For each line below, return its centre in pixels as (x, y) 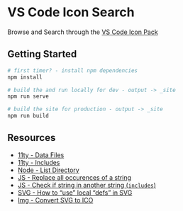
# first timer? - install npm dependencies (73, 70)
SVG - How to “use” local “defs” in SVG (75, 193)
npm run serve (28, 96)
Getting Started (42, 54)
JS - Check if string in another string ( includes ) (87, 185)
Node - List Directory (48, 170)
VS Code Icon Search (71, 12)
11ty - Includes (39, 162)
